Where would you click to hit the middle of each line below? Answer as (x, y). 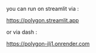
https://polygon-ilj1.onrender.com (48, 44)
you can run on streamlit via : (43, 9)
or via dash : (22, 32)
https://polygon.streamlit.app (43, 20)
